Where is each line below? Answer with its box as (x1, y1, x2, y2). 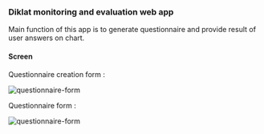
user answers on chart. (8, 33, 85, 43)
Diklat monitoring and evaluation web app (8, 6, 174, 18)
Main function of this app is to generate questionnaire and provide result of (8, 25, 257, 35)
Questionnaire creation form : (8, 69, 106, 79)
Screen (8, 51, 34, 61)
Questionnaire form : (8, 100, 76, 110)
